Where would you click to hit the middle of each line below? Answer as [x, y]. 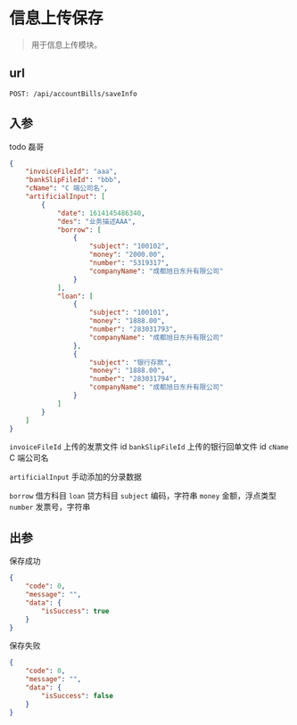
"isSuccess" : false [78, 696]
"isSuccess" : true [75, 611]
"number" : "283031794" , [133, 379]
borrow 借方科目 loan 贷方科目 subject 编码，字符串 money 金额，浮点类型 [143, 496]
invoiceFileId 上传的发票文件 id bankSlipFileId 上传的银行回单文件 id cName [149, 447]
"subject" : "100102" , [129, 246]
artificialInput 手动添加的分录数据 [76, 477]
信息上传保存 [57, 18]
